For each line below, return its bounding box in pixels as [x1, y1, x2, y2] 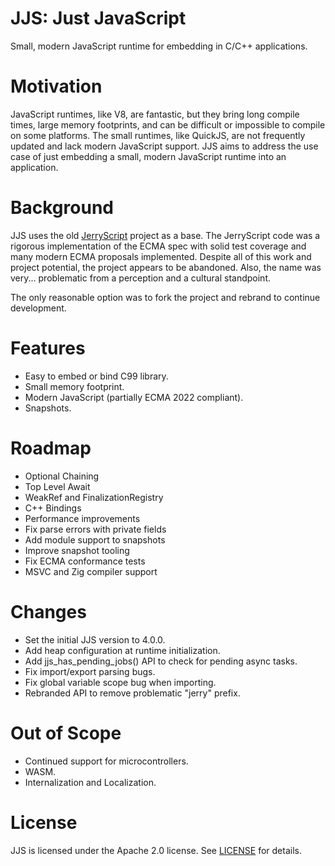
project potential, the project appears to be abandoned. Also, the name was [10, 261, 322, 273]
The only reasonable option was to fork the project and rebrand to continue [10, 291, 321, 303]
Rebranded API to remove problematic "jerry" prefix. [24, 687, 241, 699]
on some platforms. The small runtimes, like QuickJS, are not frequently [10, 129, 306, 141]
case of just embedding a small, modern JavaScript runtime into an [10, 150, 287, 162]
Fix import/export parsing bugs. [24, 665, 156, 677]
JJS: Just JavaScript [10, 7, 187, 30]
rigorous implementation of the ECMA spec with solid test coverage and [10, 240, 307, 252]
